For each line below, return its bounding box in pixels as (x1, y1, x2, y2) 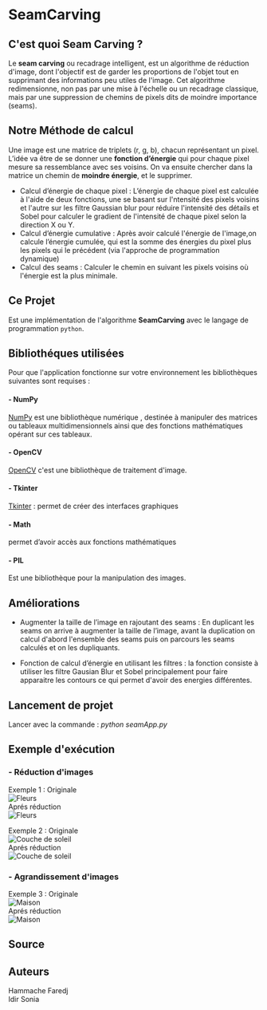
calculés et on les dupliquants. (19, 643, 120, 653)
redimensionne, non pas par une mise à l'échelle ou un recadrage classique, (8, 84, 259, 93)
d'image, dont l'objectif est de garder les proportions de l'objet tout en (8, 67, 239, 77)
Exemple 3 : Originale (8, 890, 78, 899)
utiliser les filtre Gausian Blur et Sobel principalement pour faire (19, 667, 229, 677)
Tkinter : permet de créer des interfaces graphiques (8, 501, 179, 511)
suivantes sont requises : (8, 377, 90, 386)
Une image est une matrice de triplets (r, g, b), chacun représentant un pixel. (8, 145, 259, 155)
